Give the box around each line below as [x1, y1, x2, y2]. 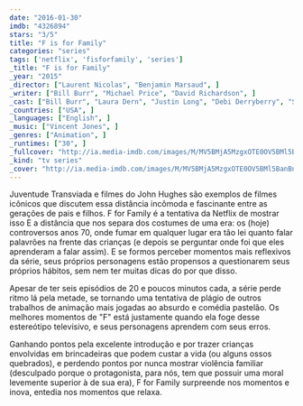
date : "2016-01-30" [9, 13, 83, 23]
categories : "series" [9, 47, 91, 56]
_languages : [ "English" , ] [9, 114, 111, 123]
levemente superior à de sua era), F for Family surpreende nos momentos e [9, 377, 290, 388]
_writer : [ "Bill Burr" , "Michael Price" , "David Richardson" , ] [9, 88, 256, 97]
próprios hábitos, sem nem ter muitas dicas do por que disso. [9, 265, 237, 276]
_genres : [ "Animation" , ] [9, 131, 106, 140]
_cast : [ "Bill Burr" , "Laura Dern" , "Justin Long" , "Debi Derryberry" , [9, 97, 284, 106]
